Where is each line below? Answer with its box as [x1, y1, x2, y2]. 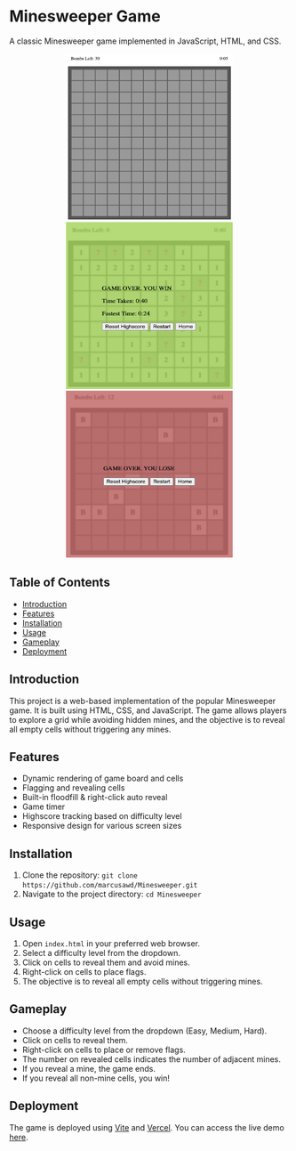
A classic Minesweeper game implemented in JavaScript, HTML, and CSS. [9, 36, 282, 46]
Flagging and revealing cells [21, 782, 125, 793]
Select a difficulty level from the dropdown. [21, 948, 180, 958]
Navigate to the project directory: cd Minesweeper [21, 888, 202, 900]
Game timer [21, 801, 66, 812]
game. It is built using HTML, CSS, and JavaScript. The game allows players [9, 705, 287, 716]
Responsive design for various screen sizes [21, 821, 182, 831]
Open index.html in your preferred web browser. [21, 938, 201, 949]
